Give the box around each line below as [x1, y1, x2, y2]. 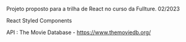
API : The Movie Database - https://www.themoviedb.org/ [6, 29, 151, 36]
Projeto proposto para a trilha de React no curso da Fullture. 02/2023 [6, 5, 180, 12]
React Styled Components [6, 17, 72, 24]
